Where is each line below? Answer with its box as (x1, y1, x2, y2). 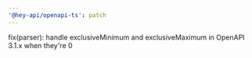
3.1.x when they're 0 (8, 40, 73, 50)
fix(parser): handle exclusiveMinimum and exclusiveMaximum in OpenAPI (8, 32, 245, 42)
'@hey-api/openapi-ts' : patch (8, 11, 107, 19)
